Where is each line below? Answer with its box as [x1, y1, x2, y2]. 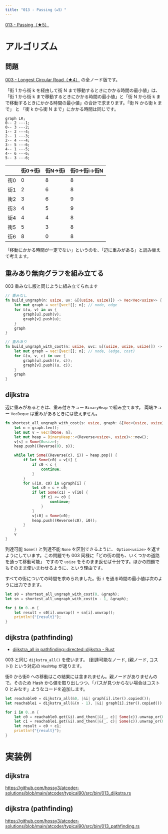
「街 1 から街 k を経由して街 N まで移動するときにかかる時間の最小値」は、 [5, 87, 160, 93]
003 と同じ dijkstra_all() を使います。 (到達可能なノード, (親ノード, [5, 657, 148, 663]
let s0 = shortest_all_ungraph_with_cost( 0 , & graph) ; [5, 592, 120, 597]
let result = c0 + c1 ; [14, 724, 61, 729]
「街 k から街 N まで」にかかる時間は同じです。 [20, 106, 119, 112]
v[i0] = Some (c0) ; [31, 513, 70, 518]
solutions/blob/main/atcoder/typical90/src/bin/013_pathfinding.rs [5, 823, 140, 829]
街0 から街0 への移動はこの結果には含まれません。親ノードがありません [5, 673, 153, 680]
